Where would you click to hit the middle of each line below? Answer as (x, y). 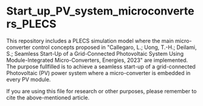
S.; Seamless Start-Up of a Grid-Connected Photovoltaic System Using (95, 53)
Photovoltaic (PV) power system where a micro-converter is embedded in (98, 73)
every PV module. (29, 79)
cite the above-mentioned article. (48, 98)
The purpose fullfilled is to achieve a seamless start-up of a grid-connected (101, 66)
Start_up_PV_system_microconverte (100, 11)
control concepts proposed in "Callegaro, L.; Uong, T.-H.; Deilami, (114, 47)
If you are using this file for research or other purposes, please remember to (101, 91)
